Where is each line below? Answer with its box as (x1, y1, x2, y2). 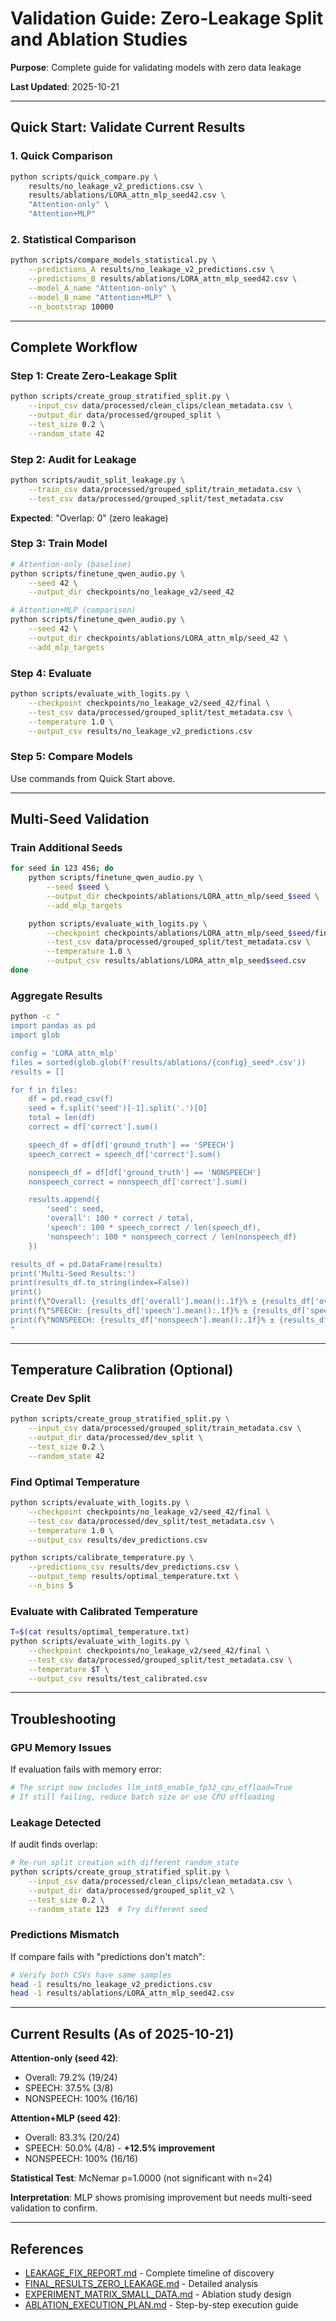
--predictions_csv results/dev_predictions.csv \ (28, 1562, 240, 1572)
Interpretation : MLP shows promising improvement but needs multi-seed (10, 2192, 313, 2204)
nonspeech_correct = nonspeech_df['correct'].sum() (28, 1177, 248, 1187)
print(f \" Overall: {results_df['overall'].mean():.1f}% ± (10, 1297, 257, 1307)
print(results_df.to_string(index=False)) (10, 1278, 190, 1288)
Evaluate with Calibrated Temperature (10, 1604, 199, 1618)
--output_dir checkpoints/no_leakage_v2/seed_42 (28, 587, 235, 597)
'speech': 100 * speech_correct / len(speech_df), (46, 1223, 262, 1233)
